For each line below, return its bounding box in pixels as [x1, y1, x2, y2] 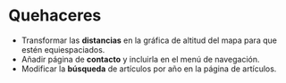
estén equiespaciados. [21, 44, 105, 54]
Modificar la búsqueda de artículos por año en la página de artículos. [21, 63, 277, 74]
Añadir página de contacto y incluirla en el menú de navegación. [21, 54, 260, 64]
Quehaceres [8, 5, 102, 26]
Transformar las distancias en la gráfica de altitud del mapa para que [21, 35, 278, 46]
